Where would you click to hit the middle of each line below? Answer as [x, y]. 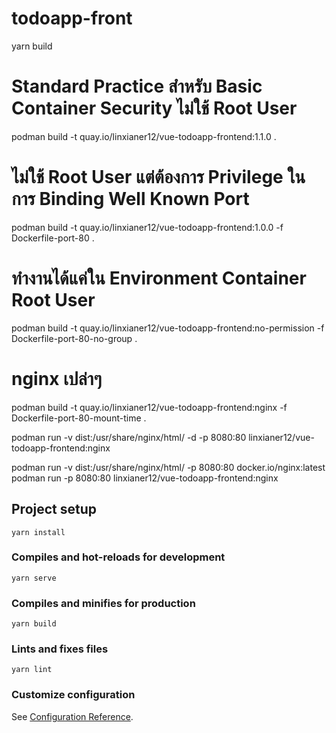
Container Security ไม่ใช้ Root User [154, 108]
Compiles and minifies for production [103, 603]
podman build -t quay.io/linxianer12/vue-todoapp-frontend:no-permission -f [168, 328]
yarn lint [32, 670]
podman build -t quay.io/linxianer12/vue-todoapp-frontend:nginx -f [149, 407]
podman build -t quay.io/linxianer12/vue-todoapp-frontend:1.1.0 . [144, 136]
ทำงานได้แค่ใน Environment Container [159, 278]
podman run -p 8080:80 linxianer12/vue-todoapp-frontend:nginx [145, 478]
